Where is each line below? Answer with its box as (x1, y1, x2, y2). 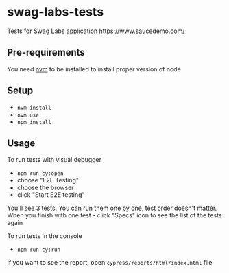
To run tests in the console (7, 232, 82, 240)
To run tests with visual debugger (7, 156, 101, 164)
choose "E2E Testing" (16, 176, 80, 185)
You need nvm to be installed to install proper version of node (7, 64, 182, 73)
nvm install (16, 104, 51, 111)
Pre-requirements (7, 47, 86, 58)
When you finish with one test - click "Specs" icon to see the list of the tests (7, 211, 222, 219)
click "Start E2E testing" (16, 191, 85, 199)
